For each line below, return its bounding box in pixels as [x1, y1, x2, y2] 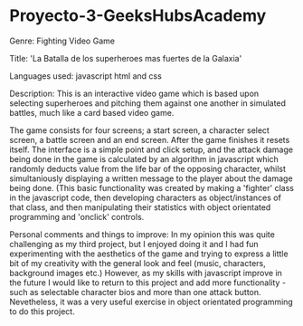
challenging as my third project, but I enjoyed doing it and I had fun [9, 238, 260, 249]
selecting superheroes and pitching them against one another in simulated [9, 97, 287, 109]
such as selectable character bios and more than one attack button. [9, 286, 261, 297]
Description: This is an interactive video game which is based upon [9, 88, 260, 99]
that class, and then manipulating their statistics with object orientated [9, 201, 271, 213]
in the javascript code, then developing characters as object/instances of [9, 192, 282, 203]
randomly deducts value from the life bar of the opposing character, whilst [9, 163, 287, 174]
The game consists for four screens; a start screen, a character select [9, 124, 270, 136]
